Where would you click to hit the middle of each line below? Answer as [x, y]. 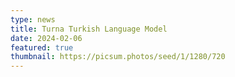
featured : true [42, 47]
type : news [33, 19]
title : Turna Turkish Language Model [89, 29]
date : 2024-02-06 [46, 38]
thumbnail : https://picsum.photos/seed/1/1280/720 [118, 57]
